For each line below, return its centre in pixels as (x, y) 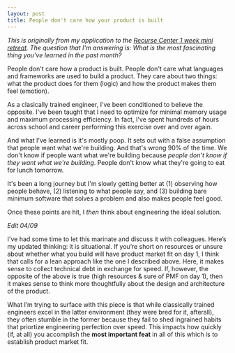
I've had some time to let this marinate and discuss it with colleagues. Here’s (117, 239)
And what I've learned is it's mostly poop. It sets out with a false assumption (116, 140)
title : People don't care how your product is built (85, 20)
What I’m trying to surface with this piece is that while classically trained (111, 304)
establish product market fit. (48, 341)
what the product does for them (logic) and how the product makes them (112, 83)
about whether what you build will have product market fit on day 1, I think (113, 254)
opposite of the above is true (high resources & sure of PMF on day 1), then (115, 276)
